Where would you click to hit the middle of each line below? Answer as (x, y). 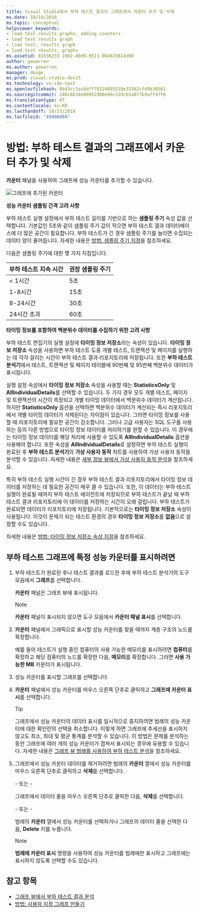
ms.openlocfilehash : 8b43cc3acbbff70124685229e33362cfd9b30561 (86, 89)
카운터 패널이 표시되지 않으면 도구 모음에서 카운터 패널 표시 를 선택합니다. (99, 617)
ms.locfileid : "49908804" (38, 117)
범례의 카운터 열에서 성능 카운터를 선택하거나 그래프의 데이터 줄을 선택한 (98, 821)
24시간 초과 (25, 314)
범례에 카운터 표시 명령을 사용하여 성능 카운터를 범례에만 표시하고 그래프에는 (102, 853)
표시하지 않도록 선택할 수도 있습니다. (57, 860)
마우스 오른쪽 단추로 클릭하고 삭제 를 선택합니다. (70, 771)
